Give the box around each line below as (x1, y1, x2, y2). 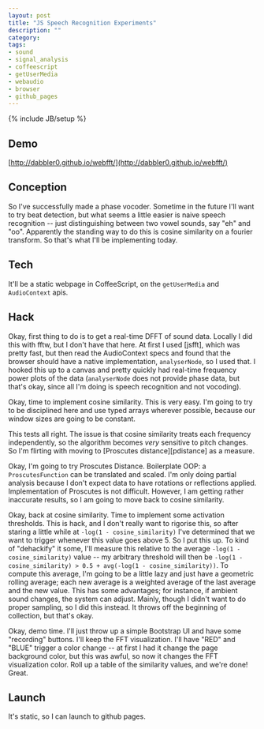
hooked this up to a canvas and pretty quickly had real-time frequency (8, 365, 237, 374)
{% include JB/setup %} (8, 114, 87, 123)
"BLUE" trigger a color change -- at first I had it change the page (8, 643, 218, 652)
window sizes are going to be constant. (8, 414, 136, 423)
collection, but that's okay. (8, 611, 95, 620)
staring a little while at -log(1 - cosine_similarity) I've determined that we (8, 527, 255, 536)
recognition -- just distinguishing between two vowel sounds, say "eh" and (8, 218, 251, 227)
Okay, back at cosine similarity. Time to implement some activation (8, 510, 225, 520)
